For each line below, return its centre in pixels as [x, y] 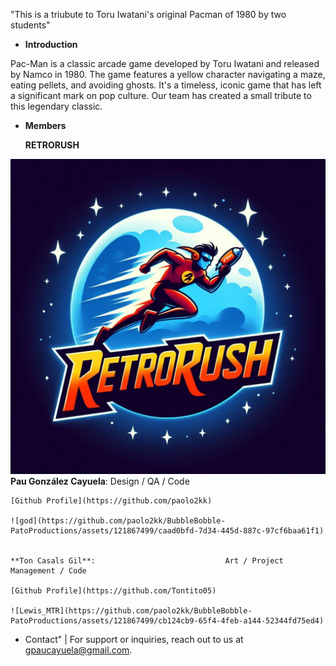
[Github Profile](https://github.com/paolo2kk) [111, 501]
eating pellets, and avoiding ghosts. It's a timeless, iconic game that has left [166, 85]
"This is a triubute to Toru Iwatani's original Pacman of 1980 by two [148, 14]
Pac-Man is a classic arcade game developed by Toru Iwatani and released [165, 63]
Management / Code [48, 571]
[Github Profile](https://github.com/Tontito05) [113, 591]
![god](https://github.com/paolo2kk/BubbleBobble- [118, 521]
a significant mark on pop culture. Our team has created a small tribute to [161, 95]
